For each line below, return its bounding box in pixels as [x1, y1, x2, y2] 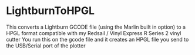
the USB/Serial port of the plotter [6, 42, 86, 49]
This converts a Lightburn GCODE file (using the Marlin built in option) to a [6, 23, 186, 30]
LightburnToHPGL [6, 4, 95, 18]
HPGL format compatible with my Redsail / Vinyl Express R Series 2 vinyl [6, 29, 181, 36]
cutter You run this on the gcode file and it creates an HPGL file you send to [6, 36, 189, 43]
